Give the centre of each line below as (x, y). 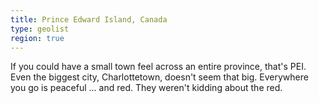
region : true (37, 38)
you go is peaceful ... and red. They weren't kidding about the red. (146, 88)
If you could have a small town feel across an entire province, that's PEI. (158, 67)
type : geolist (40, 29)
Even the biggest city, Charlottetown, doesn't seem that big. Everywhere (159, 77)
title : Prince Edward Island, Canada (89, 19)
